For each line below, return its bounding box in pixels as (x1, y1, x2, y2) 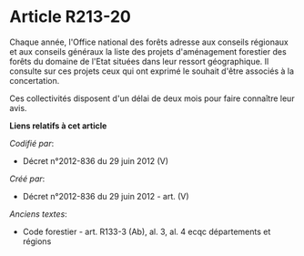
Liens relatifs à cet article (9, 120, 107, 131)
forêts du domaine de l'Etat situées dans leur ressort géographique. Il (9, 56, 269, 67)
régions (22, 235, 52, 247)
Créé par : (9, 173, 46, 184)
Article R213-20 (9, 6, 132, 27)
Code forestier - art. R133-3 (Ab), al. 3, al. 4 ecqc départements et (22, 226, 271, 237)
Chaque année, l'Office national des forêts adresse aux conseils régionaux (9, 36, 289, 47)
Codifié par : (9, 138, 55, 148)
